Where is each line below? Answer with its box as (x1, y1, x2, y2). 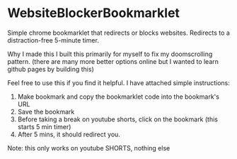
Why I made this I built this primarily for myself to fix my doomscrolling (7, 50, 213, 58)
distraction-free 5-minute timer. (7, 35, 99, 44)
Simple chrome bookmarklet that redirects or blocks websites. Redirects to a (7, 28, 230, 37)
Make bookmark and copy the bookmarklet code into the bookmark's (17, 92, 219, 101)
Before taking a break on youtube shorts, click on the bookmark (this (17, 115, 218, 124)
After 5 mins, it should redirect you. (17, 130, 120, 138)
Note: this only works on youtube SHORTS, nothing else (7, 143, 170, 152)
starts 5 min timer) (17, 122, 71, 131)
